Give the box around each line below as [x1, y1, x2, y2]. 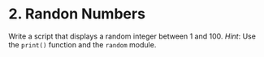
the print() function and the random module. [8, 39, 157, 49]
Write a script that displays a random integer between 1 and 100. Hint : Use [8, 31, 256, 41]
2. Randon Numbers [8, 5, 146, 23]
